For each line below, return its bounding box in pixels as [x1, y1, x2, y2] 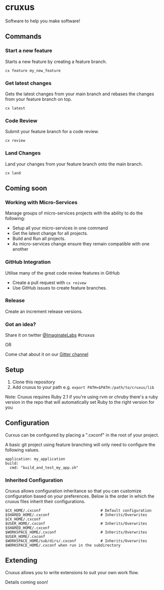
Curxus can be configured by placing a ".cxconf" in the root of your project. [5, 432, 160, 438]
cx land [5, 170, 21, 175]
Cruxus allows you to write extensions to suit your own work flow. [5, 569, 139, 575]
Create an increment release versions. [5, 308, 83, 314]
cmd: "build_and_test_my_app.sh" [9, 465, 79, 470]
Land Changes [5, 149, 41, 156]
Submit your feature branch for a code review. [5, 129, 99, 135]
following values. [5, 446, 40, 453]
